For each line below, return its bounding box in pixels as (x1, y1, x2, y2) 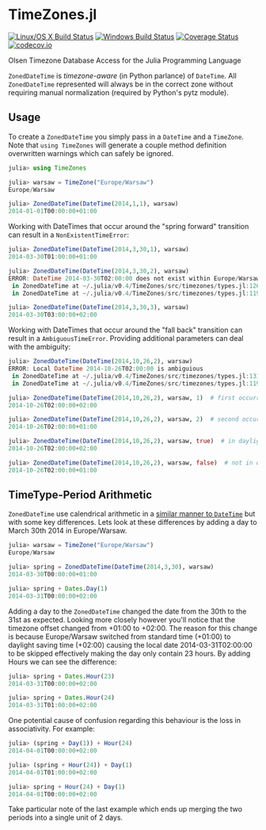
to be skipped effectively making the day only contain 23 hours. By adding (8, 648, 251, 658)
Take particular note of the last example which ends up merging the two (8, 805, 243, 814)
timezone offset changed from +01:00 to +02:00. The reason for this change (8, 623, 257, 633)
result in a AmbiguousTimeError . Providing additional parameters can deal (8, 334, 244, 343)
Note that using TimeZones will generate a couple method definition (8, 140, 227, 150)
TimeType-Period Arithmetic (8, 488, 153, 502)
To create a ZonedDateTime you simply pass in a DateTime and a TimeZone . (8, 132, 244, 141)
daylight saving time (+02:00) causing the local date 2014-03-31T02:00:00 (8, 640, 253, 649)
